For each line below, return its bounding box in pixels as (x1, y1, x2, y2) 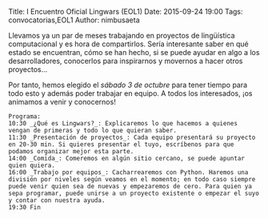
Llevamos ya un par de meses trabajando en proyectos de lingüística (8, 31, 235, 40)
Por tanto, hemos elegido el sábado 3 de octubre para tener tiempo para (8, 80, 248, 89)
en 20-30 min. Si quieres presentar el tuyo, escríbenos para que (8, 141, 234, 149)
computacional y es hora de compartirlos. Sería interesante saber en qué (8, 39, 250, 49)
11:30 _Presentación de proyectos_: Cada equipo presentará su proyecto (8, 133, 256, 141)
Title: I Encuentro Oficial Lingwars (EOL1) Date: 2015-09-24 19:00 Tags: (8, 7, 243, 16)
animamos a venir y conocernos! (8, 97, 116, 106)
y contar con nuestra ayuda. (8, 196, 106, 204)
